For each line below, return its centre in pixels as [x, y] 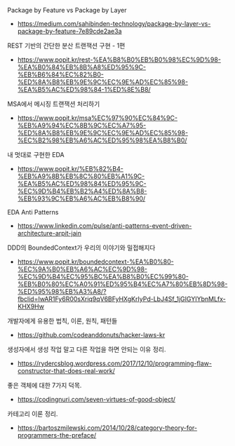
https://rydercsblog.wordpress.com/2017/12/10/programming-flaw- [115, 363]
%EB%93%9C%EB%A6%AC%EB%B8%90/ [81, 198]
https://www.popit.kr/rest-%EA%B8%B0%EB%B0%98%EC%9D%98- [119, 60]
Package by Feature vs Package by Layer [67, 10]
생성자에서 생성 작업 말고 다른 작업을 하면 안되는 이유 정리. [87, 349]
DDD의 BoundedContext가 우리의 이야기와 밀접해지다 [81, 248]
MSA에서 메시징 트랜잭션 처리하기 [54, 104]
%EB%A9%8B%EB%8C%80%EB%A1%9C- [81, 176]
